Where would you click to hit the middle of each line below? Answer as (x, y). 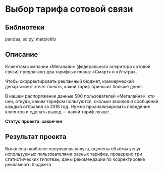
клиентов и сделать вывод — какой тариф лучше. (58, 111)
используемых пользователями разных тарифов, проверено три (74, 154)
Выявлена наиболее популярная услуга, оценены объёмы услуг (73, 148)
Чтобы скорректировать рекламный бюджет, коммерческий (70, 81)
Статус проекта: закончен (34, 121)
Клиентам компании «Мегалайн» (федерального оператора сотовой (78, 66)
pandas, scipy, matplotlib (30, 39)
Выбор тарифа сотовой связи (69, 9)
